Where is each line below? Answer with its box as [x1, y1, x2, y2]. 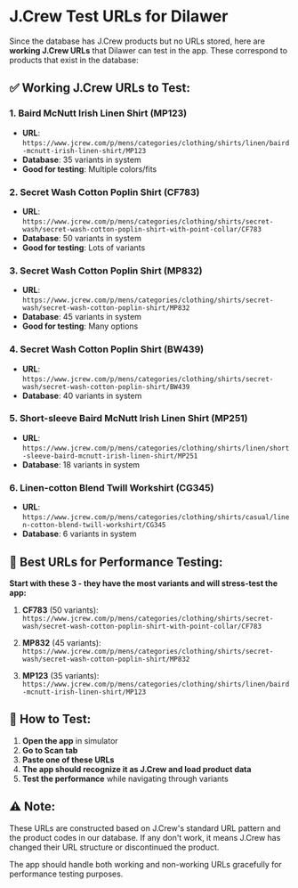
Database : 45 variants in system [21, 312, 142, 322]
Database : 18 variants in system [21, 459, 141, 469]
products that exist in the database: [9, 54, 140, 65]
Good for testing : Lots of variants [21, 242, 146, 253]
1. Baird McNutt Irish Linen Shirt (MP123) [9, 107, 188, 119]
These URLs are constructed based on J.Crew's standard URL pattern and [9, 822, 281, 834]
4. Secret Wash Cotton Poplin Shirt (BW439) [9, 343, 205, 355]
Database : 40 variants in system [21, 390, 142, 401]
